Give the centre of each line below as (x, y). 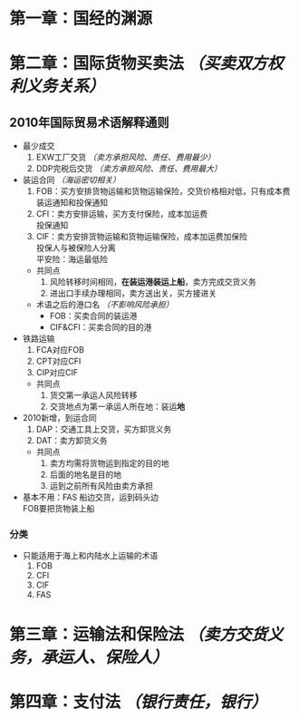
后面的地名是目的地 (86, 475)
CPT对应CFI (58, 361)
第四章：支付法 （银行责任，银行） (138, 701)
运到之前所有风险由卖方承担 (101, 486)
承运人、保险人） (105, 657)
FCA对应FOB (60, 350)
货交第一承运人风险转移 (93, 395)
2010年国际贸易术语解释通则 (89, 122)
